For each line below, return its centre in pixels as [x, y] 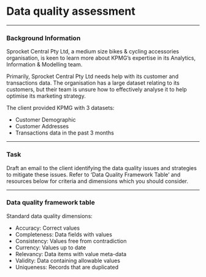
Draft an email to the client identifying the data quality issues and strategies [102, 168]
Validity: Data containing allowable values [68, 260]
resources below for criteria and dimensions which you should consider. [97, 181]
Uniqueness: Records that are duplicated [67, 267]
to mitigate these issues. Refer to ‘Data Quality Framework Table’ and [93, 174]
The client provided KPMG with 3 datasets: [60, 108]
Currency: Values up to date [51, 248]
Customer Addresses [42, 127]
